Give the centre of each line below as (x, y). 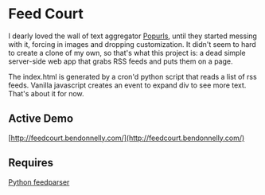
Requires (31, 163)
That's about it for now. (47, 93)
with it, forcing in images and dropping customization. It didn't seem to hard (132, 44)
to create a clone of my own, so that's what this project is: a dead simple (127, 53)
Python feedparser (39, 182)
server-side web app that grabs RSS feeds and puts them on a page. (121, 61)
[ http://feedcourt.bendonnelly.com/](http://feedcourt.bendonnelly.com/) (127, 138)
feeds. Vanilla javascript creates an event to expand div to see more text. (127, 85)
